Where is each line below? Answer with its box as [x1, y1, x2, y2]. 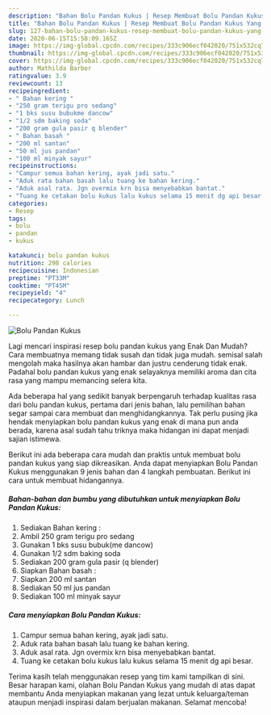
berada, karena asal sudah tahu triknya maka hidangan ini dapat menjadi [8, 425, 249, 435]
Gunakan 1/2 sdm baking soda [19, 548, 121, 558]
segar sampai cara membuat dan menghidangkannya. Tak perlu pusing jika [8, 408, 258, 418]
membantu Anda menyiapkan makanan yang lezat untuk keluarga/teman [8, 688, 249, 698]
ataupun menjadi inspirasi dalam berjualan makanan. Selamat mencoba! [8, 697, 248, 707]
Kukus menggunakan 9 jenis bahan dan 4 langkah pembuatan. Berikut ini [8, 467, 252, 476]
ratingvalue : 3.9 [8, 72, 67, 80]
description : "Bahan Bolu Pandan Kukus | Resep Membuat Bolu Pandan [8, 11, 244, 20]
